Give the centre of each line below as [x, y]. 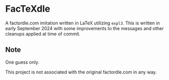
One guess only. [22, 62]
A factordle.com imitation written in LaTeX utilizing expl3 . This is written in [83, 23]
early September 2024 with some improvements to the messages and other [84, 28]
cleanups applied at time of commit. [43, 34]
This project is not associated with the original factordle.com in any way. [81, 72]
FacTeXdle [28, 9]
